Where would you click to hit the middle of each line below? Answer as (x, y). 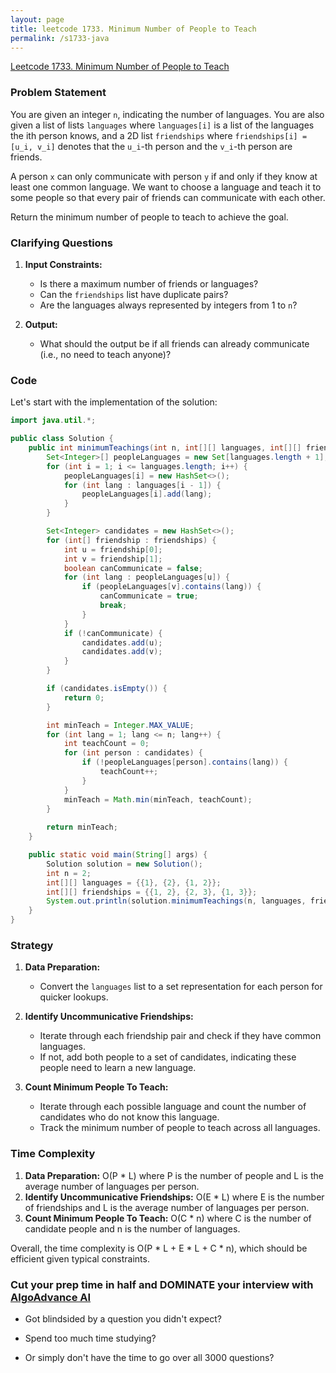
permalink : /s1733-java (60, 38)
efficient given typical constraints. (80, 1258)
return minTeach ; (82, 827)
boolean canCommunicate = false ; (133, 568)
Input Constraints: (63, 264)
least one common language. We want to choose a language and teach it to (166, 187)
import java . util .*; (53, 421)
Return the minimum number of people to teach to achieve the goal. (149, 217)
